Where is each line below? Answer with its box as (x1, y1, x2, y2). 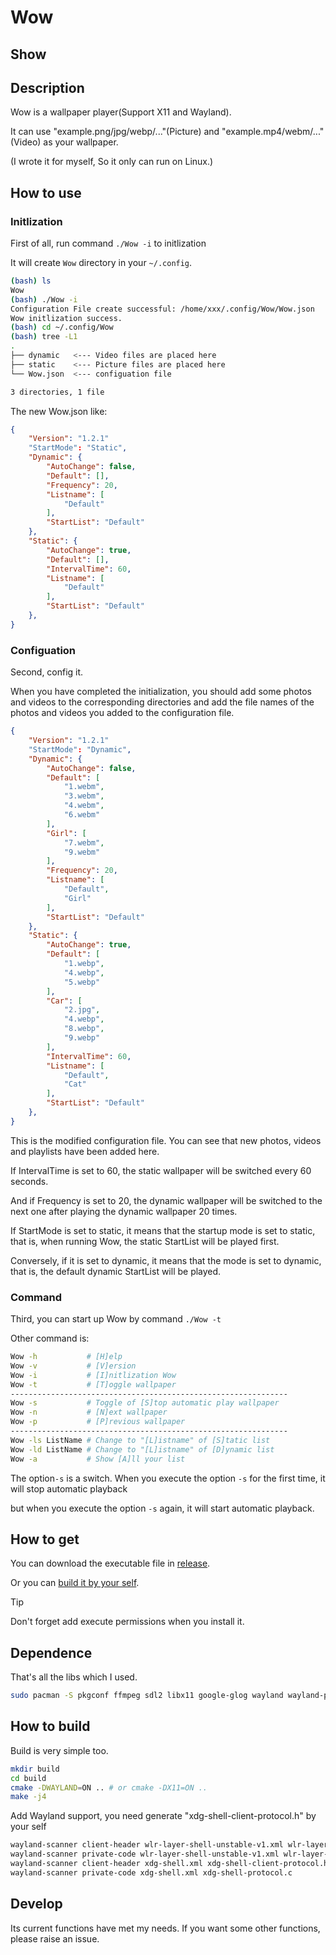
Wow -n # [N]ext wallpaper (10, 1407, 168, 1418)
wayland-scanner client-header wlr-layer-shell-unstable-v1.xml (10, 1840, 284, 1850)
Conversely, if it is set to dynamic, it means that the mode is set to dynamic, (10, 1254, 322, 1266)
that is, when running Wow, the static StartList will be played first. (10, 1235, 280, 1247)
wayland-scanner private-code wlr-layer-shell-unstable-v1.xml (10, 1849, 280, 1860)
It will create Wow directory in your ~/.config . (10, 257, 193, 269)
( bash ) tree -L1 (10, 332, 78, 342)
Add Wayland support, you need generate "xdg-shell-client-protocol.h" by (10, 1810, 317, 1822)
